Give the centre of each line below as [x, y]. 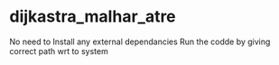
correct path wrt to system [59, 51]
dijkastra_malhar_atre [93, 17]
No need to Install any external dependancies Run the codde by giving [140, 42]
